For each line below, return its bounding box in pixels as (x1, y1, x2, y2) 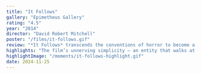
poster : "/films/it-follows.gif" (6, 36, 90, 42)
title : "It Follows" (6, 8, 58, 15)
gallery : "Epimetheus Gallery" (6, 14, 85, 20)
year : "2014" (6, 25, 39, 32)
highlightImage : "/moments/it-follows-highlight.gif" (6, 53, 144, 59)
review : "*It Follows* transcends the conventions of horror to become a (6, 42, 196, 48)
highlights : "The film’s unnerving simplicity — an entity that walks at (6, 48, 196, 54)
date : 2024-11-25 (6, 58, 50, 64)
